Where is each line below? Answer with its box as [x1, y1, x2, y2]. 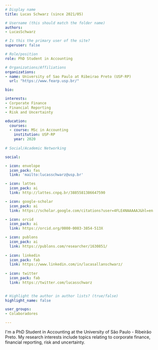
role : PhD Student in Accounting [5, 56, 73, 61]
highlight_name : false [5, 298, 51, 303]
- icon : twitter [5, 271, 38, 276]
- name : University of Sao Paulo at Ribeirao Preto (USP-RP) [5, 74, 132, 79]
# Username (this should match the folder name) [5, 20, 105, 25]
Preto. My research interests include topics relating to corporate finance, [5, 334, 151, 340]
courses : [9, 123, 27, 128]
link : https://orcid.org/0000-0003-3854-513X [9, 226, 104, 231]
